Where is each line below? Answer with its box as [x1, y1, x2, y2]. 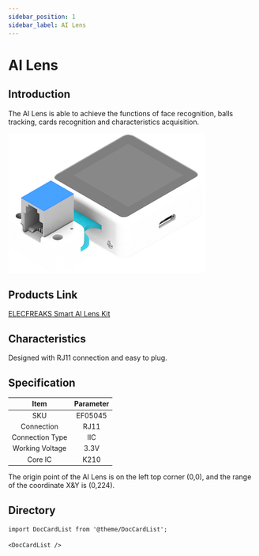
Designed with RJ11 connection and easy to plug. [8, 353, 167, 363]
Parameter [73, 399, 110, 409]
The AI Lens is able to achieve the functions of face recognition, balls [8, 108, 234, 118]
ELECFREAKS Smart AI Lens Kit [8, 309, 111, 319]
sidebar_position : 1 [8, 13, 77, 21]
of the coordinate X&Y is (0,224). [8, 481, 115, 490]
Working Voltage [12, 444, 67, 453]
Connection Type [11, 433, 68, 442]
